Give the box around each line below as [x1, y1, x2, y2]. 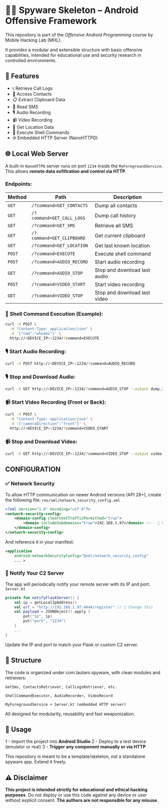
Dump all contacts [94, 202, 137, 209]
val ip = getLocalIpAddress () [14, 600, 77, 605]
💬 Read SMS [12, 104, 38, 110]
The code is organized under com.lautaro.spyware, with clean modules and [5, 669, 161, 675]
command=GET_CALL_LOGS [31, 215, 86, 221]
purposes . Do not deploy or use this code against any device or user [5, 792, 147, 798]
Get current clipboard [94, 232, 145, 239]
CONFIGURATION [5, 465, 61, 474]
